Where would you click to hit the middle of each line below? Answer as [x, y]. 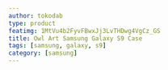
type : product [32, 23]
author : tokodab [36, 16]
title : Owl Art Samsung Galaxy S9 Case [76, 38]
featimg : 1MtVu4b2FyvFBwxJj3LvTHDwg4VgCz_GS [84, 31]
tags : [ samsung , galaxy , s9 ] [57, 46]
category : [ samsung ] [43, 53]
